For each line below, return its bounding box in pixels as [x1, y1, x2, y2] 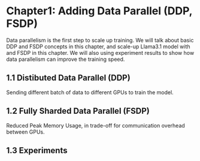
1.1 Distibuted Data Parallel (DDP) [6, 73, 131, 83]
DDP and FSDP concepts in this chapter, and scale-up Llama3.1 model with [6, 43, 190, 50]
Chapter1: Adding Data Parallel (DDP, [6, 4, 193, 18]
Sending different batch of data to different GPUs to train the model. [6, 88, 174, 96]
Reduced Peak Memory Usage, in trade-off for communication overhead [6, 122, 186, 129]
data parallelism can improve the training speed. [6, 55, 125, 63]
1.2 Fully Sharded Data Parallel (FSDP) [6, 106, 150, 116]
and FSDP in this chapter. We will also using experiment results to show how [6, 49, 195, 56]
